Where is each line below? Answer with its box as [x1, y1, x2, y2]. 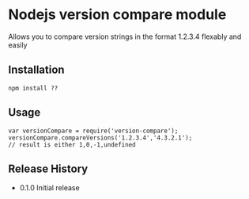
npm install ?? [8, 84, 58, 92]
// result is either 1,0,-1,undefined [8, 140, 136, 148]
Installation [8, 63, 65, 77]
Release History [8, 162, 89, 175]
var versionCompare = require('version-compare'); [8, 127, 179, 135]
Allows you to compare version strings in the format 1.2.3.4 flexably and [8, 32, 242, 41]
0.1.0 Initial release [19, 183, 81, 193]
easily [8, 40, 28, 49]
